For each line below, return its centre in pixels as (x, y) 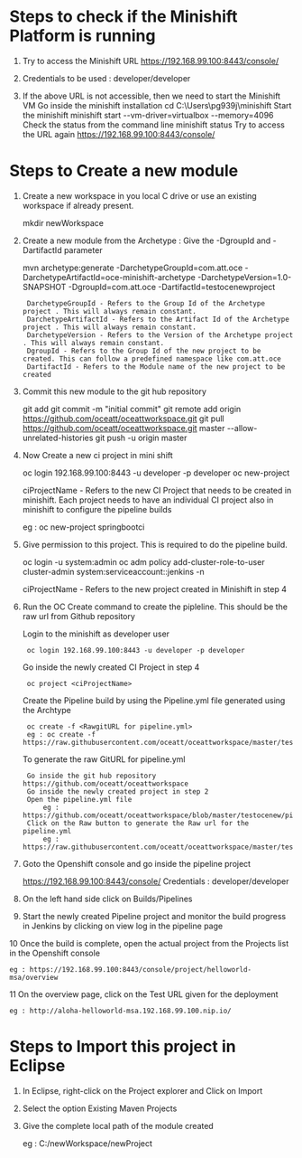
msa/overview (34, 977)
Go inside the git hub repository (92, 776)
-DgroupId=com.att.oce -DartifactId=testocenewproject (172, 287)
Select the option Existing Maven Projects (100, 1108)
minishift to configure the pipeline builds (97, 509)
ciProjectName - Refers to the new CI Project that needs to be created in (157, 490)
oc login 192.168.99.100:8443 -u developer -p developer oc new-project (156, 473)
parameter (83, 249)
